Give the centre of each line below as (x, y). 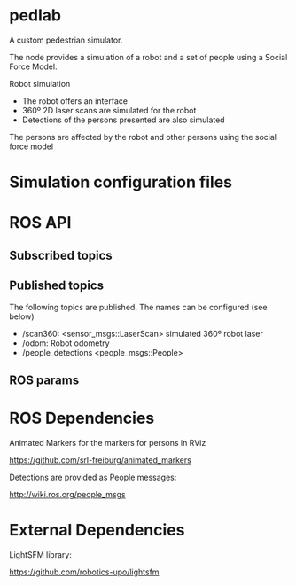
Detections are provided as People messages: (93, 477)
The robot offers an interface (75, 101)
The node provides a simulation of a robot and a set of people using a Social (148, 57)
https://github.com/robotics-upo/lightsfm (84, 572)
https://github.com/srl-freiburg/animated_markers (101, 460)
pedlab (35, 16)
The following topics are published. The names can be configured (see (138, 307)
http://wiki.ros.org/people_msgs (67, 494)
